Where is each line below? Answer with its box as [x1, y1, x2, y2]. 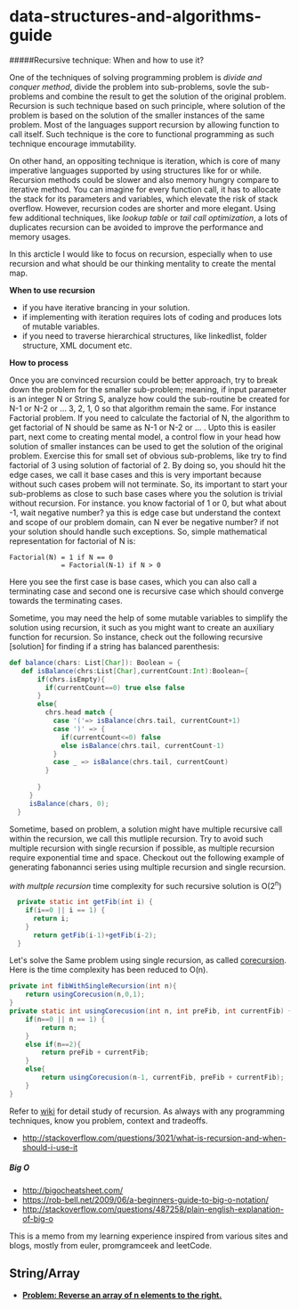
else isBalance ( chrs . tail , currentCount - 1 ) [61, 741, 225, 750]
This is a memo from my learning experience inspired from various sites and [9, 1231, 288, 1241]
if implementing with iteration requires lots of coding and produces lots [21, 311, 282, 322]
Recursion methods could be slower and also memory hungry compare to [9, 174, 279, 185]
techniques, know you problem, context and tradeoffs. [9, 1115, 208, 1125]
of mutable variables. [21, 321, 101, 332]
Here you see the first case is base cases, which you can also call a [9, 576, 257, 587]
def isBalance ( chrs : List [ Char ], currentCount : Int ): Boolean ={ [20, 666, 249, 675]
